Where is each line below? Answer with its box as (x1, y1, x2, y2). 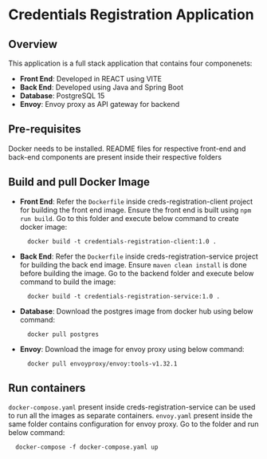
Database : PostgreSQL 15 (19, 91, 105, 101)
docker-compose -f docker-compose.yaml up (15, 443, 159, 452)
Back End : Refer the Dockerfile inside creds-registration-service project (19, 251, 259, 261)
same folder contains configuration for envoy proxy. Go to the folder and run (8, 419, 259, 429)
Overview (8, 38, 58, 51)
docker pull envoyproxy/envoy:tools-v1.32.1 (27, 359, 178, 368)
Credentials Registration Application (8, 6, 254, 24)
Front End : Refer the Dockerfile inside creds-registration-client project (19, 196, 253, 206)
